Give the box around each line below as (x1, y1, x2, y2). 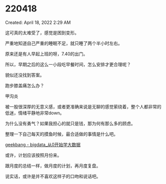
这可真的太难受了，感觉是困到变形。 (5, 29, 79, 35)
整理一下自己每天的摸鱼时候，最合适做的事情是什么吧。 (5, 131, 118, 137)
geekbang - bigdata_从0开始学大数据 (5, 141, 81, 147)
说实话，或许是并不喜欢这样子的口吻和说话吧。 (5, 173, 101, 179)
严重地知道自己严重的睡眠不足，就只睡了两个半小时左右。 (5, 40, 122, 46)
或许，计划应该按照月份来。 (5, 152, 62, 158)
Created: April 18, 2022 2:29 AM (5, 19, 71, 25)
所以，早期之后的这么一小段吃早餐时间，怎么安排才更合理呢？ (5, 61, 131, 67)
